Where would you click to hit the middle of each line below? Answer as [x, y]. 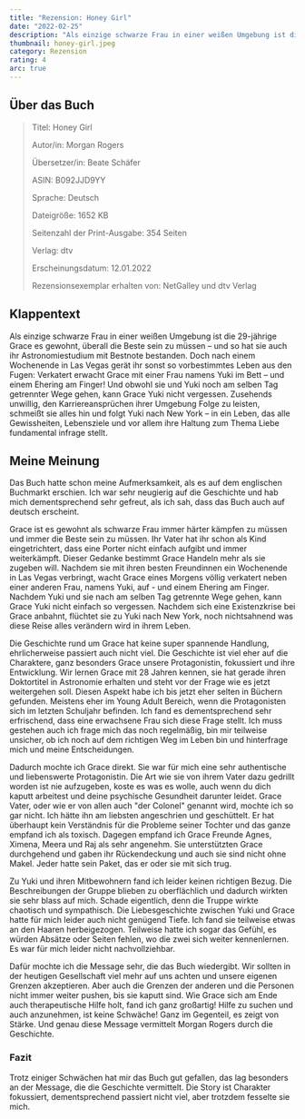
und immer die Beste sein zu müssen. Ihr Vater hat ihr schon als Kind [138, 539]
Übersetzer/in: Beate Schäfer [86, 162]
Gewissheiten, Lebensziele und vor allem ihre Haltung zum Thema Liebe [144, 422]
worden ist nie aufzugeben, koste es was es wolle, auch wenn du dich [140, 787]
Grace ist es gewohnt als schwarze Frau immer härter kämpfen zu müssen [148, 530]
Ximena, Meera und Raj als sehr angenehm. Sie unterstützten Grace [136, 845]
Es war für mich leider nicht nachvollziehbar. [92, 949]
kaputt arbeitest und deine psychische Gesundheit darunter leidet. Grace [146, 797]
